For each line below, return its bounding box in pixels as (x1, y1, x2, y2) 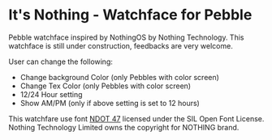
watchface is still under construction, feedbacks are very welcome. (8, 40, 233, 50)
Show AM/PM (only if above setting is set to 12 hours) (19, 98, 201, 108)
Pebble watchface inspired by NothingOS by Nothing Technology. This (8, 32, 244, 42)
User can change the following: (8, 57, 114, 66)
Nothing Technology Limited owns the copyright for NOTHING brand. (8, 122, 240, 132)
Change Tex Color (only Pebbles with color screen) (19, 81, 192, 91)
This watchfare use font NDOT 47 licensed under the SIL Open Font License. (8, 113, 265, 123)
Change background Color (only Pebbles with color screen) (19, 72, 219, 82)
